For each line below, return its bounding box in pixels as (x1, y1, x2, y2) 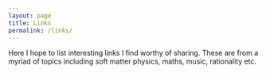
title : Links (8, 19, 52, 27)
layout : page (8, 11, 52, 20)
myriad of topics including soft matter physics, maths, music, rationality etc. (8, 56, 257, 66)
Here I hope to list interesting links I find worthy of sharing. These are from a (8, 49, 259, 58)
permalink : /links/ (8, 26, 73, 34)
